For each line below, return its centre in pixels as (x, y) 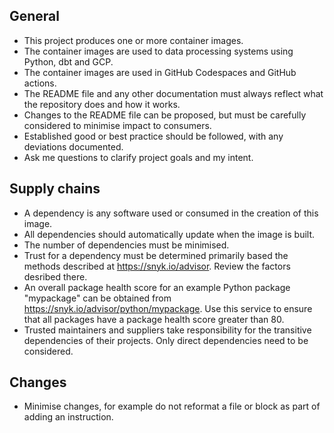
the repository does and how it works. (102, 104)
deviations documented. (73, 146)
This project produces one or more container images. (133, 40)
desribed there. (55, 276)
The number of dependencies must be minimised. (126, 245)
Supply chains (55, 189)
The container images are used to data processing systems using (158, 51)
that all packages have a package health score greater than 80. (154, 319)
